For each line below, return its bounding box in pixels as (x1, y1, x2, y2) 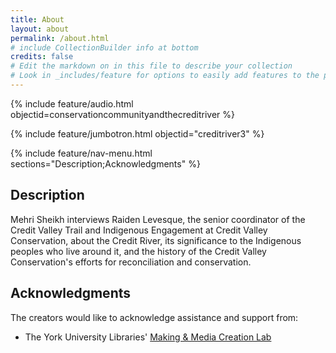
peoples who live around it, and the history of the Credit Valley (10, 245, 267, 257)
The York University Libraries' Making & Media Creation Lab (24, 331, 272, 343)
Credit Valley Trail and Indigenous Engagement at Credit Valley (10, 224, 268, 236)
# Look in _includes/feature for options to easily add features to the (10, 71, 320, 81)
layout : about (10, 24, 70, 34)
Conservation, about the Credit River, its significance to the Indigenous (10, 234, 302, 246)
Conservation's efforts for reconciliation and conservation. (10, 256, 252, 268)
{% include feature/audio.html (10, 97, 134, 110)
